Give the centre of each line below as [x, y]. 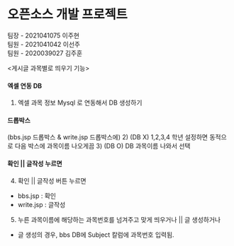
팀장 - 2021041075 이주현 [44, 35]
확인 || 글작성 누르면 [35, 163]
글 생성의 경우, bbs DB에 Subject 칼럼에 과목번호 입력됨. [96, 235]
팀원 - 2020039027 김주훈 [45, 53]
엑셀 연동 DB [25, 86]
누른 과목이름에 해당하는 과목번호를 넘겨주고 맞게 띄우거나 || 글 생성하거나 [119, 219]
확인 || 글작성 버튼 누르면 [52, 180]
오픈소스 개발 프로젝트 [67, 14]
